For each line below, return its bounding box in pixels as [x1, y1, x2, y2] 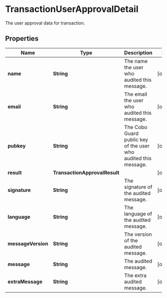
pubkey [7, 142, 26, 149]
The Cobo [124, 124, 148, 131]
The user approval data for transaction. [5, 20, 85, 26]
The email [124, 91, 148, 98]
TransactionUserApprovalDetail [5, 3, 139, 15]
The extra [124, 272, 147, 279]
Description [124, 49, 153, 56]
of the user [124, 142, 150, 149]
